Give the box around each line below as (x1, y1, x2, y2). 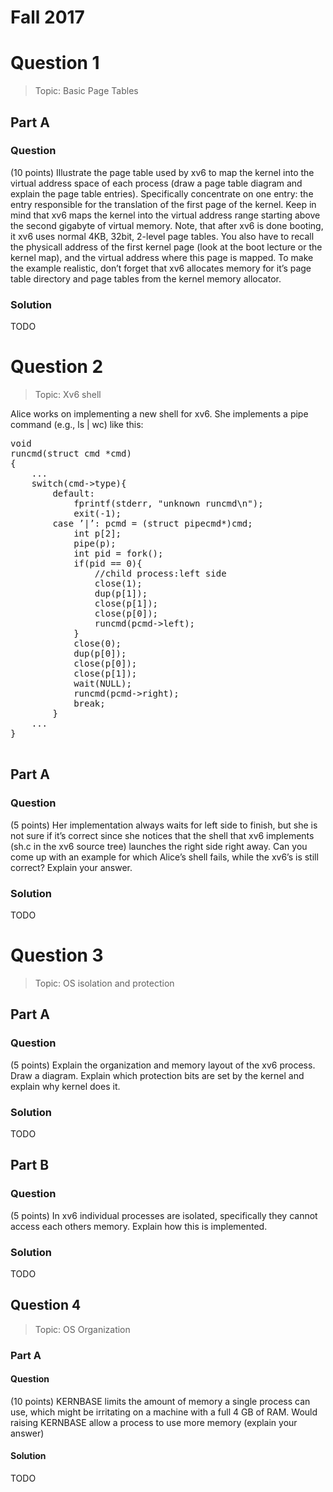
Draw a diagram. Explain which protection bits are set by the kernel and (10, 1069, 305, 1081)
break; (73, 698, 106, 710)
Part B (10, 1157, 50, 1174)
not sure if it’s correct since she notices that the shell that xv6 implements (10, 829, 315, 841)
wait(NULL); (73, 678, 132, 690)
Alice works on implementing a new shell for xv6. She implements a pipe (10, 408, 309, 420)
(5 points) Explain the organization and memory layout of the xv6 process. (10, 1059, 316, 1071)
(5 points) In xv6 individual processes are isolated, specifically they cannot (10, 1209, 318, 1221)
